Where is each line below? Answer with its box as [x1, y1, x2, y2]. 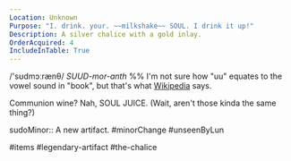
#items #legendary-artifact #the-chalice [9, 142, 158, 153]
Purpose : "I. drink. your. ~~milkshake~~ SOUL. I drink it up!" [9, 21, 254, 30]
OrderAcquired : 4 [9, 38, 74, 47]
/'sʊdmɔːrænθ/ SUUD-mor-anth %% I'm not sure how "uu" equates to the [9, 71, 283, 81]
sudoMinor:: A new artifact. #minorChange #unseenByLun [9, 124, 225, 135]
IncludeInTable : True [9, 47, 90, 55]
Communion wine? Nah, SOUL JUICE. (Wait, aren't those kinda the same [9, 97, 277, 108]
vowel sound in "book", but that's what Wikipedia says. [9, 80, 212, 91]
